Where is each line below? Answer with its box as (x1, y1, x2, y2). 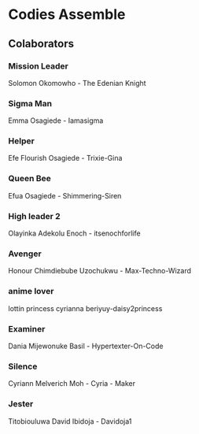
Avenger (8, 248, 42, 259)
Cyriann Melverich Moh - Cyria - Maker (8, 379, 136, 388)
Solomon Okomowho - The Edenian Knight (8, 78, 147, 87)
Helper (8, 135, 35, 147)
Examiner (8, 323, 46, 334)
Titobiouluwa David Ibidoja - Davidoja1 (8, 416, 132, 426)
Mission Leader (8, 61, 68, 72)
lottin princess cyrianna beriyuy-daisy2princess (8, 303, 163, 313)
